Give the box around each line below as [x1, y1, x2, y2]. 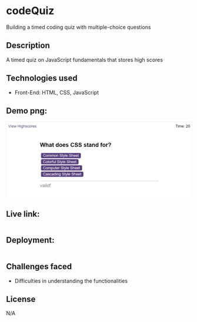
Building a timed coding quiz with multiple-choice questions [6, 24, 151, 31]
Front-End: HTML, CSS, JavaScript [14, 89, 99, 96]
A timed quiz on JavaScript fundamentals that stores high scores [6, 56, 163, 63]
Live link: [6, 209, 40, 219]
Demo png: [6, 106, 48, 116]
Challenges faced [6, 261, 72, 271]
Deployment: [6, 235, 55, 245]
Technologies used [6, 73, 78, 83]
